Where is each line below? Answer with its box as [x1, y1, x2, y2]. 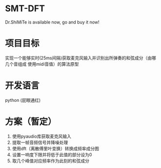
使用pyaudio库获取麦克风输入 [12, 133, 72, 139]
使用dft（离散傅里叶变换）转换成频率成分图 [12, 145, 99, 151]
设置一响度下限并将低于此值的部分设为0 [12, 151, 92, 157]
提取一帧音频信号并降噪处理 [12, 139, 68, 145]
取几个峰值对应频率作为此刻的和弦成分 [12, 158, 89, 164]
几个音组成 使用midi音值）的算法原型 [5, 61, 79, 67]
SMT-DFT [5, 3, 45, 14]
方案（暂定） [5, 116, 57, 127]
